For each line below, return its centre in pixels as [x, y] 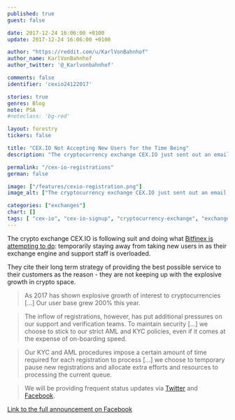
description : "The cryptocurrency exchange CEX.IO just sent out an [109, 155]
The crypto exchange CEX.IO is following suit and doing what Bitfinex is [110, 238]
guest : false [26, 20]
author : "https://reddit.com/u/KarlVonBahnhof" [78, 52]
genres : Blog [26, 103]
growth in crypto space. [42, 281]
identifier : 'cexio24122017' [50, 84]
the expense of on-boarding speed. [76, 338]
